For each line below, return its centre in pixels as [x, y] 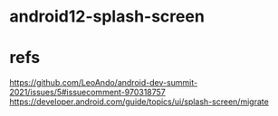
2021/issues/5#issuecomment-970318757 [87, 93]
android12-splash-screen [107, 17]
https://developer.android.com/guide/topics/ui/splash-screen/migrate [139, 102]
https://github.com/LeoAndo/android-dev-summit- [103, 83]
